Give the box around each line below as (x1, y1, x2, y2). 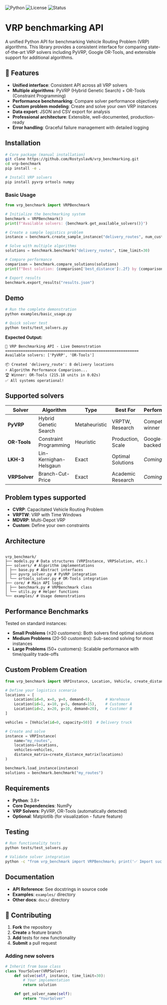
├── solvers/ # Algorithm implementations (5, 563, 94, 568)
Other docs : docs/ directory (12, 896, 70, 902)
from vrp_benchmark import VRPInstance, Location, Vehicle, (5, 679, 133, 684)
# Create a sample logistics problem (5, 230, 83, 235)
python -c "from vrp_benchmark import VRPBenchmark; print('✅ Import (5, 859, 153, 864)
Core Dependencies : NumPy (12, 802, 72, 809)
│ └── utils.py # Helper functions (5, 589, 79, 595)
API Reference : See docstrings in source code (12, 886, 108, 892)
